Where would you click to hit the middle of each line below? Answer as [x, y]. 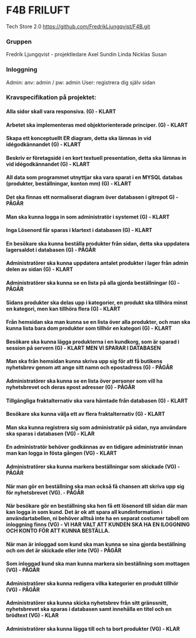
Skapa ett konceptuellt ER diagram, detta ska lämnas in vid [79, 138]
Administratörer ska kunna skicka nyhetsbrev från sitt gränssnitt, [87, 603]
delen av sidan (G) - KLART [39, 269]
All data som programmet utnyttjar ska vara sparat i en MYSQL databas [94, 178]
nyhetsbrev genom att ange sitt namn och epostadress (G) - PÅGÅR [90, 367]
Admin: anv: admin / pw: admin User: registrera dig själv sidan [81, 82]
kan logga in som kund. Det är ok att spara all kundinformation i [84, 512]
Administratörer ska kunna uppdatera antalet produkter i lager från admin [97, 263]
